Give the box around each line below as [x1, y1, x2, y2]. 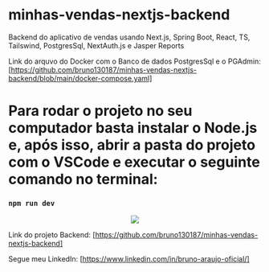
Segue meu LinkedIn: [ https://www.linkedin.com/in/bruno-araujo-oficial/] [8, 254, 251, 264]
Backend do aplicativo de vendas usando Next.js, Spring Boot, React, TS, [8, 32, 251, 42]
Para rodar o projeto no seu [8, 102, 193, 120]
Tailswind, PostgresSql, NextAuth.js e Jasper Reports [8, 40, 185, 50]
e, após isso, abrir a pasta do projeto [8, 136, 255, 155]
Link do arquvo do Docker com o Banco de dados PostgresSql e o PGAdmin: [8, 56, 261, 66]
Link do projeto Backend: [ [8, 230, 96, 240]
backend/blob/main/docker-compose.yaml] [8, 73, 153, 83]
